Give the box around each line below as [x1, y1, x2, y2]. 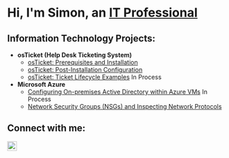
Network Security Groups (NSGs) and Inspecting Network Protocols [27, 103, 222, 110]
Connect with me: [7, 123, 86, 134]
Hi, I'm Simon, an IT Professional [7, 5, 198, 21]
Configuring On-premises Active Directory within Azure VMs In [27, 88, 208, 96]
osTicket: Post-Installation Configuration [27, 66, 143, 73]
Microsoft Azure [17, 80, 66, 88]
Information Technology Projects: [7, 33, 156, 44]
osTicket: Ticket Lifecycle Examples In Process [27, 73, 162, 81]
